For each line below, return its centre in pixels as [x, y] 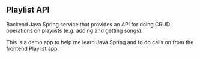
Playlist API [28, 10]
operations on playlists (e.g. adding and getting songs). [74, 30]
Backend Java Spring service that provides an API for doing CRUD [88, 24]
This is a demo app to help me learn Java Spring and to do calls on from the [100, 42]
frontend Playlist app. [32, 48]
